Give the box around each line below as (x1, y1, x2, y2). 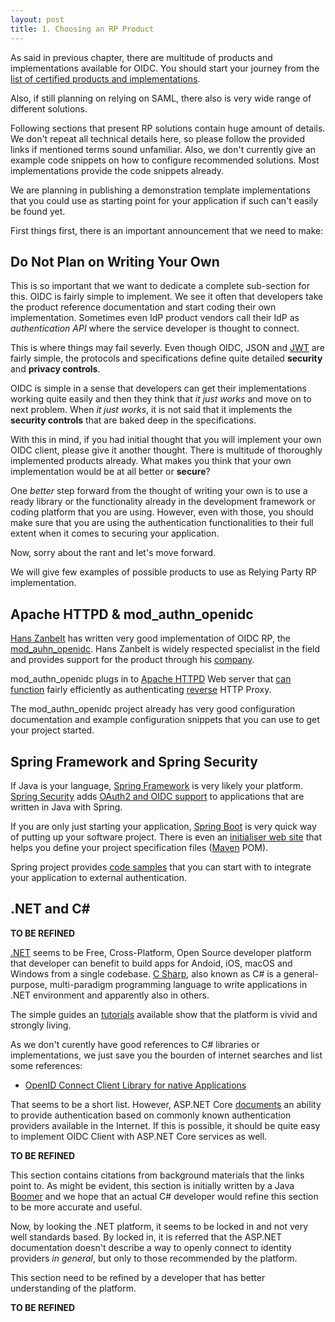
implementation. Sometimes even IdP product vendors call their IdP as (10, 312, 300, 324)
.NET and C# (10, 901, 91, 918)
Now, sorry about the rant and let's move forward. (10, 547, 217, 559)
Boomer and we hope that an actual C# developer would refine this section (10, 1190, 319, 1202)
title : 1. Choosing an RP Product (10, 24, 155, 34)
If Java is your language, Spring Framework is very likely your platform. (10, 779, 304, 791)
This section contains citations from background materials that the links (10, 1169, 305, 1181)
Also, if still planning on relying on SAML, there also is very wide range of (10, 92, 312, 104)
